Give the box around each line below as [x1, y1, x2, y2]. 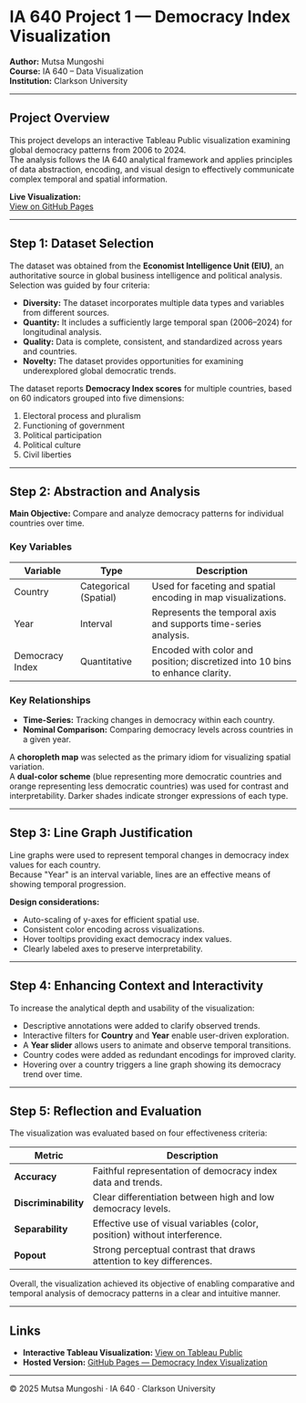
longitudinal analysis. [22, 326, 102, 337]
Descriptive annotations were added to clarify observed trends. [22, 1020, 261, 1031]
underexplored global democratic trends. [22, 365, 177, 376]
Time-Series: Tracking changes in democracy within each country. [22, 714, 275, 725]
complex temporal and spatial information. [9, 173, 168, 184]
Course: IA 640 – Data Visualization [9, 66, 144, 77]
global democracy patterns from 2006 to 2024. [9, 144, 187, 155]
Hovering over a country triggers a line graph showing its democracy [22, 1059, 281, 1070]
